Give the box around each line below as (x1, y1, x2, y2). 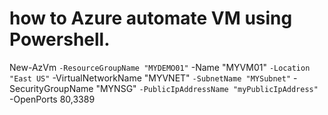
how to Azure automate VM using (9, 7, 293, 30)
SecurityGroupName (9, 82, 94, 94)
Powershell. (9, 28, 111, 51)
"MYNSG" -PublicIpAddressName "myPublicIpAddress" (95, 82, 319, 94)
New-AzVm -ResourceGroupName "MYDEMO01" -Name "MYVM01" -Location (9, 61, 311, 73)
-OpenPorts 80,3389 (9, 93, 96, 105)
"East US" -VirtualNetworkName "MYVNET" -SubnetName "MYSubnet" (9, 72, 292, 84)
